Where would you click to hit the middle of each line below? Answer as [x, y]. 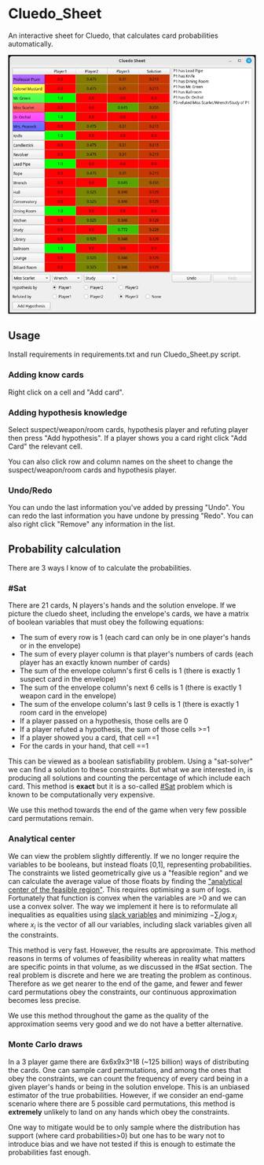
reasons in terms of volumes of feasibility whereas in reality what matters [127, 959]
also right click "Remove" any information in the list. [92, 524]
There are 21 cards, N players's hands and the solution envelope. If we [122, 605]
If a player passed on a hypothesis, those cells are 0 [104, 721]
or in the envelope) [50, 645]
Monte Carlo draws [46, 1045]
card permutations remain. [51, 819]
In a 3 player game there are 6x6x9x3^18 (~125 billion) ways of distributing [129, 1061]
